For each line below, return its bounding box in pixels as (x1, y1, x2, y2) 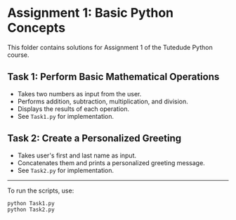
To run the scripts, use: (7, 186, 74, 195)
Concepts (7, 20, 65, 36)
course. (7, 51, 29, 59)
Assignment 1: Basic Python (7, 5, 174, 21)
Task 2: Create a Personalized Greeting (7, 132, 182, 145)
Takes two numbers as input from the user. (17, 89, 142, 98)
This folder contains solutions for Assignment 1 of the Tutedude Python (7, 43, 213, 51)
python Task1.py (7, 200, 55, 207)
